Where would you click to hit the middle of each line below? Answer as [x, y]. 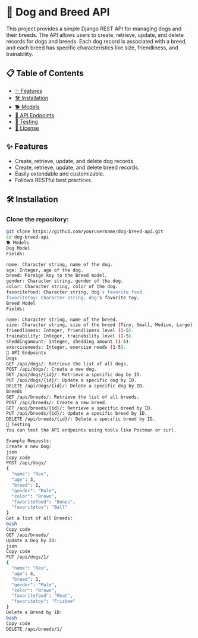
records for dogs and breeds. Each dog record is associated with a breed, [97, 41]
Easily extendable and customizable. [59, 173]
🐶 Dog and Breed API [58, 12]
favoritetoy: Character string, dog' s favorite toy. [73, 298]
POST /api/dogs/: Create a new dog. [51, 369]
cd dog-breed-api [28, 237]
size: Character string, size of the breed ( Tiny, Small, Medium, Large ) [100, 325]
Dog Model [18, 248]
